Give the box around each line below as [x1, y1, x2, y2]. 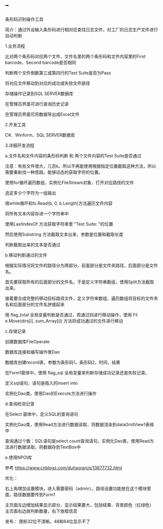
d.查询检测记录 [5, 401, 35, 407]
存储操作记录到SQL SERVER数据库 [5, 90, 74, 97]
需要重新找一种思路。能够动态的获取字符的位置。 [5, 169, 103, 175]
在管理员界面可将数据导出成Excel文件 [5, 111, 80, 117]
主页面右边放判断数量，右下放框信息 [5, 508, 78, 514]
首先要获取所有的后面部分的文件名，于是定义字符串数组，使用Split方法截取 [5, 279, 154, 285]
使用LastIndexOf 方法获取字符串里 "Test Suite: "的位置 [5, 221, 113, 227]
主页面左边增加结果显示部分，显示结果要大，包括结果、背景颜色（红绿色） [5, 502, 154, 508]
